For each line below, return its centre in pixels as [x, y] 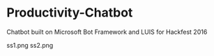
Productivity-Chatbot [70, 13]
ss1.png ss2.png [30, 45]
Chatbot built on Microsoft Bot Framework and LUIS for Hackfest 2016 [107, 32]
